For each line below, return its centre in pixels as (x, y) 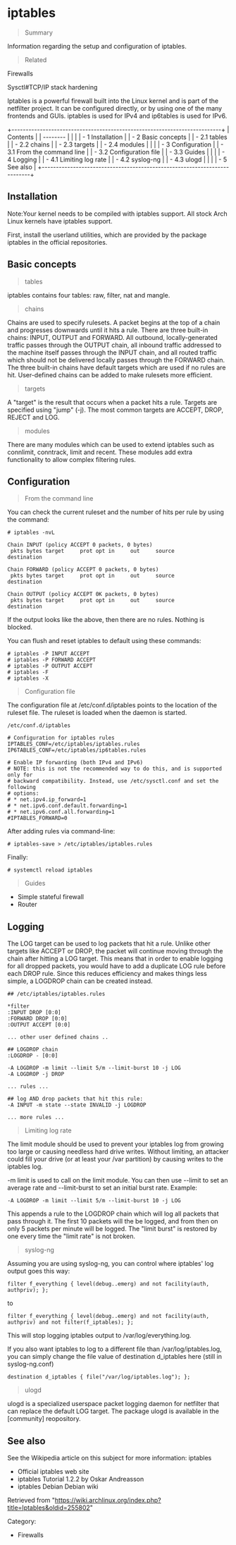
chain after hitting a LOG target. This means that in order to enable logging (115, 959)
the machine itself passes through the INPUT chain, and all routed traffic (112, 352)
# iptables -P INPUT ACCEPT (49, 654)
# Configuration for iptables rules (61, 738)
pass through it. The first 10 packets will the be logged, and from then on (113, 1221)
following (22, 788)
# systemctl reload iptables (50, 870)
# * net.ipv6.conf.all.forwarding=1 (61, 812)
